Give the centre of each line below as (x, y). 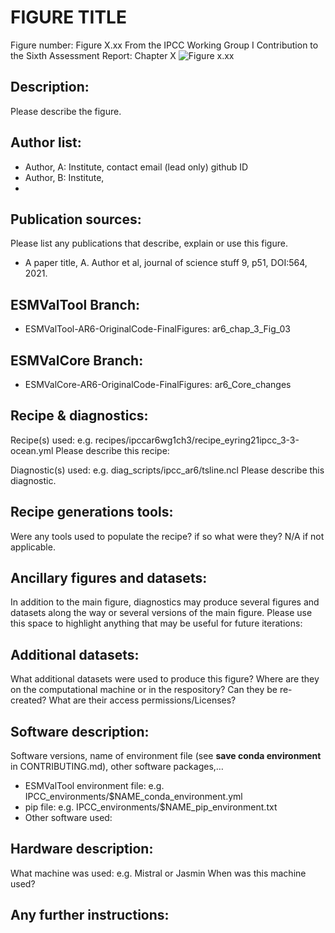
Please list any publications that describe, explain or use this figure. (149, 243)
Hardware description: (82, 849)
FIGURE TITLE (68, 17)
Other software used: (68, 818)
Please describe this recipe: (112, 450)
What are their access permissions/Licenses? (142, 700)
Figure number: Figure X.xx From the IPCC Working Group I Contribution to (164, 45)
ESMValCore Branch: (77, 360)
